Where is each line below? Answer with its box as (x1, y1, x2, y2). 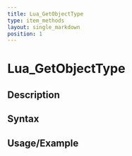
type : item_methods (7, 17, 65, 24)
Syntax (7, 113, 40, 125)
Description (7, 89, 60, 101)
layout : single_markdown (7, 23, 80, 30)
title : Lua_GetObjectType (7, 10, 83, 18)
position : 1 (7, 30, 42, 38)
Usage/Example (7, 137, 79, 149)
